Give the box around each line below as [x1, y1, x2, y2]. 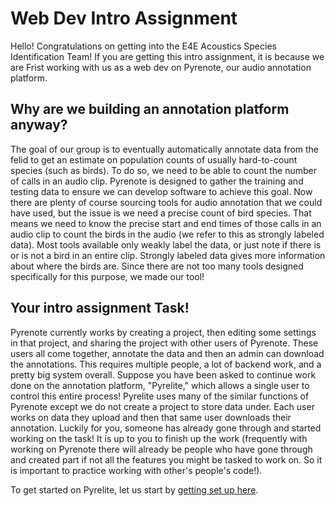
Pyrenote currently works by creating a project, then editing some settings [10, 326, 317, 338]
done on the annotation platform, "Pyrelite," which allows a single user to [10, 379, 310, 391]
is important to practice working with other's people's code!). [10, 464, 263, 476]
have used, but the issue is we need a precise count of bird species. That [10, 207, 312, 219]
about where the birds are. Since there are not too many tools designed [10, 260, 304, 272]
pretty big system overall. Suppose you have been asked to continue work [10, 368, 317, 381]
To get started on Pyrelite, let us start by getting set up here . [10, 483, 259, 496]
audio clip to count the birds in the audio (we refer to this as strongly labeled [10, 228, 325, 240]
